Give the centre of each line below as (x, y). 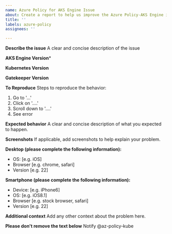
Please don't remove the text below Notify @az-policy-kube (70, 226)
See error (23, 114)
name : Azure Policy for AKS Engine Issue (50, 10)
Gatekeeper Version (27, 78)
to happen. (17, 130)
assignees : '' (20, 29)
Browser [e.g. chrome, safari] (44, 165)
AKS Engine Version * (28, 58)
